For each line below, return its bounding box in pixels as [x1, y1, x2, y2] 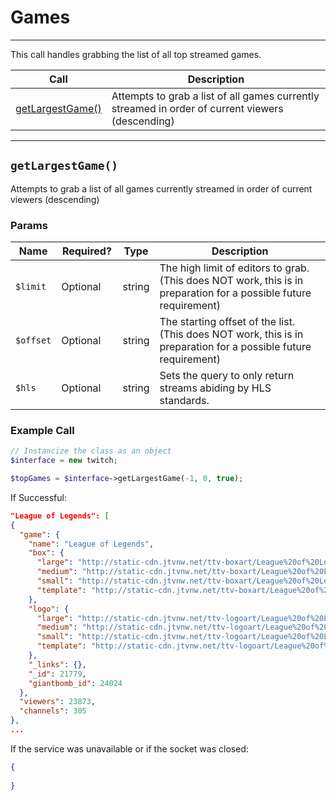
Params [10, 218, 48, 232]
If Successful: [10, 491, 67, 503]
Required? [61, 244, 112, 258]
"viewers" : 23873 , [19, 697, 97, 707]
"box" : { [28, 548, 65, 558]
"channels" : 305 [19, 706, 87, 716]
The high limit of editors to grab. [159, 261, 310, 275]
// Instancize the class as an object [10, 446, 172, 456]
